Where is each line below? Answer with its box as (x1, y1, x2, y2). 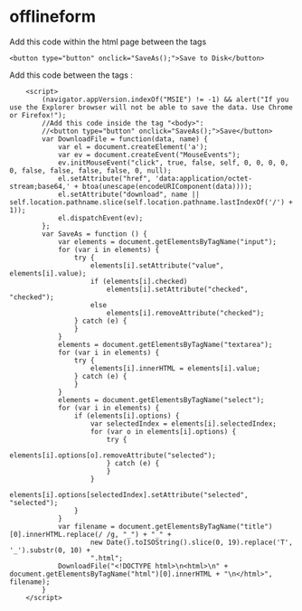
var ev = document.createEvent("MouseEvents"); (57, 150, 241, 159)
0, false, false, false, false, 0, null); (9, 165, 172, 175)
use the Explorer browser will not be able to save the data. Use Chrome (9, 102, 294, 112)
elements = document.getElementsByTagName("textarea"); (57, 340, 273, 349)
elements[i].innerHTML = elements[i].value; (90, 363, 260, 372)
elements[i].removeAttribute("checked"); (106, 308, 265, 317)
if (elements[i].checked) (90, 277, 188, 286)
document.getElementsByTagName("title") (118, 522, 273, 531)
